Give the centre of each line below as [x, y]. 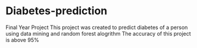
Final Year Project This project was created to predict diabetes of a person [97, 27]
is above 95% [22, 40]
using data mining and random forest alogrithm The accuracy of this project [98, 33]
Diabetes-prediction [57, 11]
